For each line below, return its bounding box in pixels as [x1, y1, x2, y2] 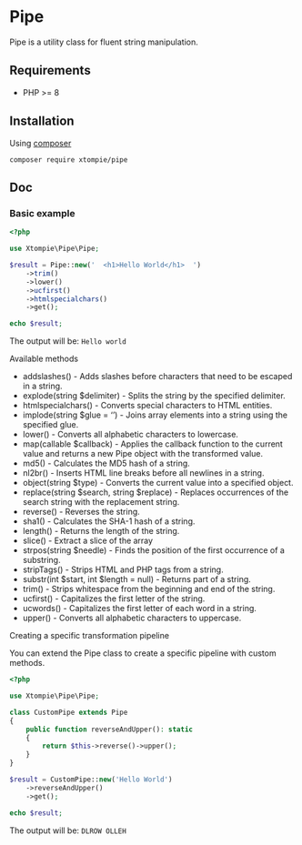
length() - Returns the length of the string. [22, 526, 180, 537]
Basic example [9, 206, 75, 219]
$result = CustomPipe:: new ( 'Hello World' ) [9, 775, 173, 784]
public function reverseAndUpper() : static [25, 725, 194, 734]
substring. [22, 555, 61, 566]
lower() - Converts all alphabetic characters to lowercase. [22, 429, 239, 440]
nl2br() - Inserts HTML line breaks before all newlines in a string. [22, 468, 265, 478]
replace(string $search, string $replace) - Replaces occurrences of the [22, 487, 289, 498]
